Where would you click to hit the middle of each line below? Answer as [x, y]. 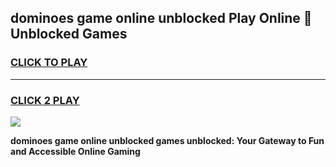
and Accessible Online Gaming [75, 151]
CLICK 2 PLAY [45, 100]
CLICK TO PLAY [49, 63]
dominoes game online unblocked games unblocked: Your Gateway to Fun [167, 140]
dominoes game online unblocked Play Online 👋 [161, 18]
